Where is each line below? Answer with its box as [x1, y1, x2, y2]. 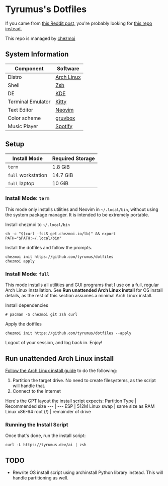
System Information [5, 50, 69, 59]
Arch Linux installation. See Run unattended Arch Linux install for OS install [5, 287, 163, 293]
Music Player [8, 123, 39, 130]
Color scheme [8, 115, 41, 122]
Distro [8, 73, 22, 80]
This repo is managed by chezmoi [5, 35, 75, 41]
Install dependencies [5, 302, 49, 308]
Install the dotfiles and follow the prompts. [5, 244, 93, 250]
